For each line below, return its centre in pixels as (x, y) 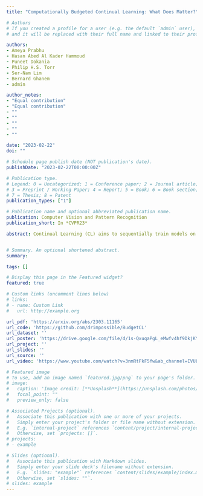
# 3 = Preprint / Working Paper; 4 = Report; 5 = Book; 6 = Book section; (102, 190)
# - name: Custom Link (35, 305)
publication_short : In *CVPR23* (47, 223)
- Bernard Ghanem (28, 79)
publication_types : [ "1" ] (39, 201)
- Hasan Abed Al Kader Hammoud (46, 56)
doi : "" (16, 151)
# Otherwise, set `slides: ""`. (50, 478)
